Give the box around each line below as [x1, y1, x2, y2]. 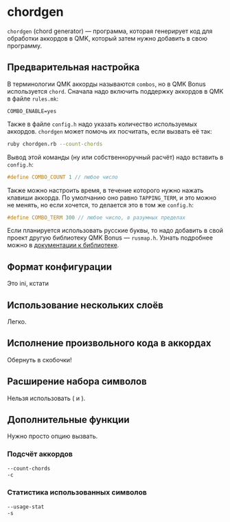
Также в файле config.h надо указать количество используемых [7, 120, 198, 128]
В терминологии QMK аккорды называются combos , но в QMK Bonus [7, 80, 206, 88]
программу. [7, 41, 43, 50]
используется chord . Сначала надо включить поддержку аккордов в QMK [7, 87, 224, 95]
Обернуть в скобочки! [7, 355, 72, 364]
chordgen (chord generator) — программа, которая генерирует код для [7, 27, 213, 35]
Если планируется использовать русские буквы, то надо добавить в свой [7, 227, 224, 235]
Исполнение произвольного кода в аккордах [7, 337, 211, 349]
